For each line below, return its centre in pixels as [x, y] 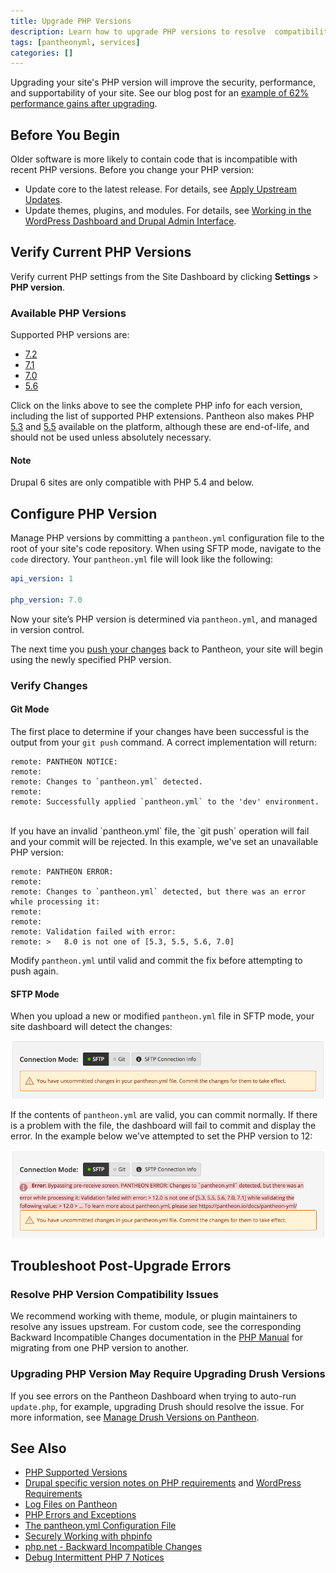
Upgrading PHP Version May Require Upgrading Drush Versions [168, 1374]
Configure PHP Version [84, 513]
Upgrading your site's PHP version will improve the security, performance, [163, 82]
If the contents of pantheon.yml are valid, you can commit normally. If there [164, 1115]
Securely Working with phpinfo [88, 1536]
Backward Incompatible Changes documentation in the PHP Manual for [157, 1337]
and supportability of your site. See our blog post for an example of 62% [160, 93]
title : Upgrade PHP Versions [71, 21]
